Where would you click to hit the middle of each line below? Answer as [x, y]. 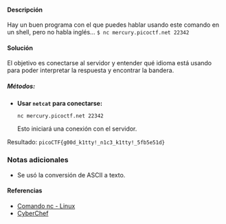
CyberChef [33, 213]
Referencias [25, 191]
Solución [20, 47]
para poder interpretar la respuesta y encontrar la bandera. [91, 70]
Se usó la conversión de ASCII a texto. [71, 175]
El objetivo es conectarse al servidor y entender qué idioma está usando [109, 63]
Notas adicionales [38, 160]
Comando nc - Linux [46, 205]
